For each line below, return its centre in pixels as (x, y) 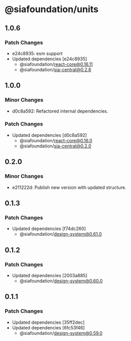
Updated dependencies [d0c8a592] (49, 135)
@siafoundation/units (52, 9)
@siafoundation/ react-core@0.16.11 (56, 64)
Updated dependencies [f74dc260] (49, 229)
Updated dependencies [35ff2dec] (48, 322)
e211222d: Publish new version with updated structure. (69, 187)
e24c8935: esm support (37, 53)
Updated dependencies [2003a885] (50, 275)
